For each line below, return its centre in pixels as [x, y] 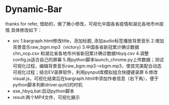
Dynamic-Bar [34, 9]
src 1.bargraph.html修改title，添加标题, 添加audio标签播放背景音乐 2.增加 [88, 41]
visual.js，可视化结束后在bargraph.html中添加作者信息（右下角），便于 [86, 78]
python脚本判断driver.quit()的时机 [48, 84]
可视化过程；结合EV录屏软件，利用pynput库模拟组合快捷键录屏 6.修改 [85, 72]
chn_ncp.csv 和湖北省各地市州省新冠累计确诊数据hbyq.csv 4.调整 [81, 53]
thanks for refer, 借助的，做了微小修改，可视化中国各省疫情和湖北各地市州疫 [85, 24]
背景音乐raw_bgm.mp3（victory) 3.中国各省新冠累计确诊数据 [76, 47]
